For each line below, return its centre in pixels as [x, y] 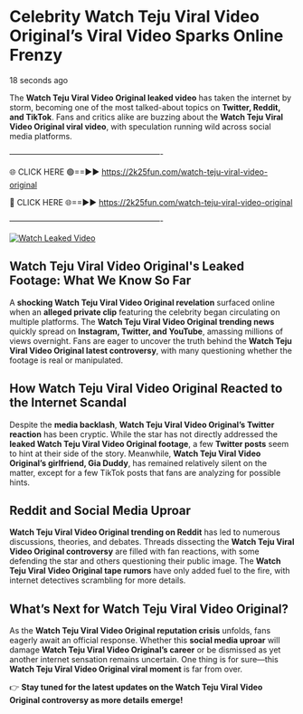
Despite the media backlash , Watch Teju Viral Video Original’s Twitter [142, 424]
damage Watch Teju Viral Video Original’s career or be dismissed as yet [145, 650]
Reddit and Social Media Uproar [100, 510]
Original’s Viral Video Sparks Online [147, 36]
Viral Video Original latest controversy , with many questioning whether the [151, 350]
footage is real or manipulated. [66, 360]
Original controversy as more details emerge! [96, 700]
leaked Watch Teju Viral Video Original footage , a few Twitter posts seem [149, 443]
